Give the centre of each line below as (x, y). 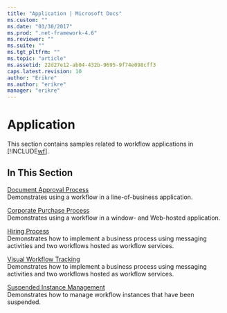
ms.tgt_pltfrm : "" (34, 53)
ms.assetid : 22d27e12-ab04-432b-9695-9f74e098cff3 (82, 65)
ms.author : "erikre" (37, 84)
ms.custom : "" (28, 20)
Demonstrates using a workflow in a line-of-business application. (100, 197)
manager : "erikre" (34, 91)
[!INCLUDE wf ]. (28, 151)
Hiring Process (28, 231)
